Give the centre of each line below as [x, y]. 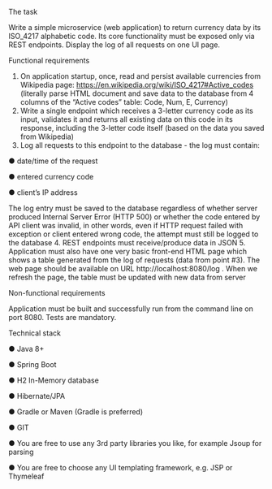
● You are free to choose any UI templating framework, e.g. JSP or [121, 467]
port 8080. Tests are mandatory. [63, 317]
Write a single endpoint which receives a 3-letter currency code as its [136, 110]
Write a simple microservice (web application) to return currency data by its [135, 27]
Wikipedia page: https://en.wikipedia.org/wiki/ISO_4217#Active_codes [137, 85]
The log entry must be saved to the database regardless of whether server [133, 208]
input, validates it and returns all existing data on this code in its [126, 119]
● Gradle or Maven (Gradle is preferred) [76, 412]
